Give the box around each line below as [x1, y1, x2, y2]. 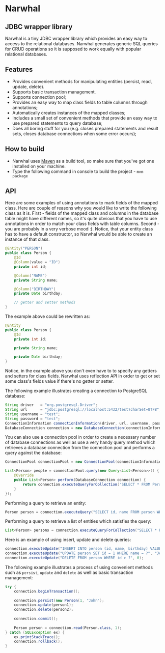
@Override [14, 473, 34, 478]
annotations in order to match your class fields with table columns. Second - [5, 221, 160, 227]
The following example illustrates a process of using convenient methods [5, 564, 153, 570]
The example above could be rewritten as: [5, 313, 90, 319]
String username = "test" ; [5, 411, 60, 417]
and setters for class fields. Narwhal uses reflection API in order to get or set [5, 373, 160, 379]
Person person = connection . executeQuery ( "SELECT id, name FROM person [5, 510, 155, 514]
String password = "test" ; [5, 416, 60, 421]
